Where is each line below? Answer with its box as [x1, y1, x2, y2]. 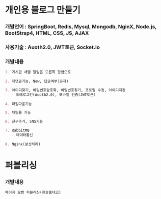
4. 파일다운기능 [5, 101, 32, 106]
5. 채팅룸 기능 [5, 110, 31, 115]
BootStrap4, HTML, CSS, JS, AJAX [5, 30, 89, 37]
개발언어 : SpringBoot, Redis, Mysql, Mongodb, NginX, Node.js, [5, 23, 157, 30]
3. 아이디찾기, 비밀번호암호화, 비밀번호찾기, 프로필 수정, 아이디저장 [5, 87, 126, 92]
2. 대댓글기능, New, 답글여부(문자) [5, 79, 69, 84]
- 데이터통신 [11, 133, 33, 138]
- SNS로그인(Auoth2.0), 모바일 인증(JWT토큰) [11, 92, 96, 97]
